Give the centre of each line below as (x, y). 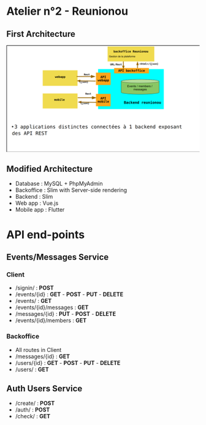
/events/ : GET (33, 301)
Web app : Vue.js (37, 203)
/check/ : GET (33, 416)
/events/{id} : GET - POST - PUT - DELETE (69, 294)
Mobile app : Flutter (40, 210)
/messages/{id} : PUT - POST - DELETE (66, 314)
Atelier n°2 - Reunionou (67, 11)
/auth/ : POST (32, 410)
